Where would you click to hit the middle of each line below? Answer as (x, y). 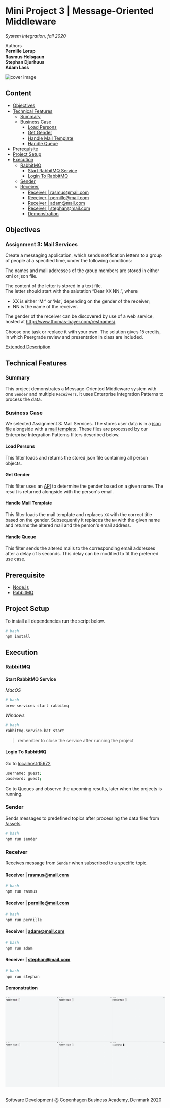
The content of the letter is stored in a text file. (54, 286)
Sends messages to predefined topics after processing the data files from (82, 818)
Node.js (21, 587)
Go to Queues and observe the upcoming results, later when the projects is (84, 788)
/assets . (13, 823)
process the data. (24, 399)
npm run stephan (22, 976)
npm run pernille (24, 920)
